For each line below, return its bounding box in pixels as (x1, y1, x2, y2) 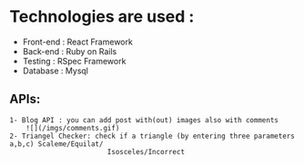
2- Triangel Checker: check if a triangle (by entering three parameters (9, 131, 296, 141)
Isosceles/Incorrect (106, 147, 185, 156)
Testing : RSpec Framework (22, 55, 127, 66)
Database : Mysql (22, 65, 89, 76)
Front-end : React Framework (22, 36, 134, 47)
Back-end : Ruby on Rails (22, 45, 117, 56)
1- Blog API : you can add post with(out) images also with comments (9, 115, 279, 124)
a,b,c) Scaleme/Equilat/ (9, 139, 104, 149)
